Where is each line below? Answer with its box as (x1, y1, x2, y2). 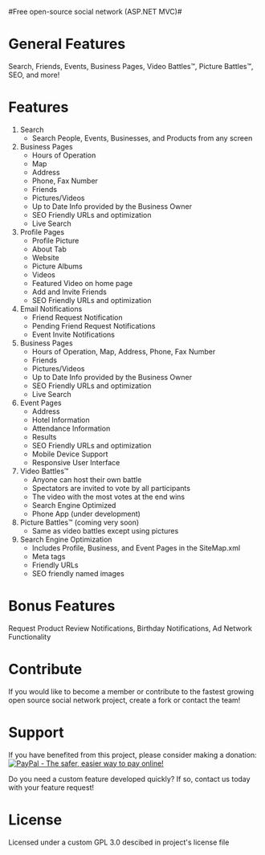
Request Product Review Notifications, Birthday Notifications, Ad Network (8, 623, 253, 633)
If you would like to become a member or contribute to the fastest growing (8, 686, 255, 696)
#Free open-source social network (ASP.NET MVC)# (8, 7, 182, 16)
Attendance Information (31, 423, 111, 433)
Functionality (8, 632, 51, 641)
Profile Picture (31, 235, 79, 245)
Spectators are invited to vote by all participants (31, 483, 191, 493)
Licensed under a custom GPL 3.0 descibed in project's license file (8, 837, 230, 847)
